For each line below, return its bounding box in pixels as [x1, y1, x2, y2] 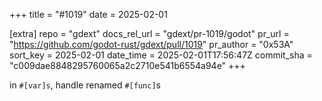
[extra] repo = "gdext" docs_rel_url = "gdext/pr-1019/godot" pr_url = [9, 28, 290, 39]
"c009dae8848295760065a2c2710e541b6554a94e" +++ [9, 60, 246, 71]
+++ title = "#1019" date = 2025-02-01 [9, 9, 168, 20]
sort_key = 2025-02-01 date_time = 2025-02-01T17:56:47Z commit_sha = [9, 49, 313, 61]
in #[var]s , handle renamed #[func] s [9, 79, 161, 91]
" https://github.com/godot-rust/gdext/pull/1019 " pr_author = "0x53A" [9, 39, 294, 50]
